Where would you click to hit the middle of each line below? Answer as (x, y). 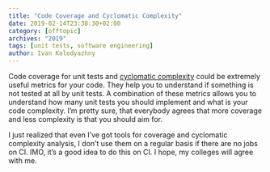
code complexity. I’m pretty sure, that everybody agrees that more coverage (135, 111)
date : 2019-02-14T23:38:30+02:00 (65, 23)
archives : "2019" (38, 38)
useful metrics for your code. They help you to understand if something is (131, 85)
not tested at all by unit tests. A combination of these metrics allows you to (133, 93)
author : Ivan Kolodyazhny (52, 53)
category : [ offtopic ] (45, 31)
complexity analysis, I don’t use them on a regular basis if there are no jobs (133, 143)
